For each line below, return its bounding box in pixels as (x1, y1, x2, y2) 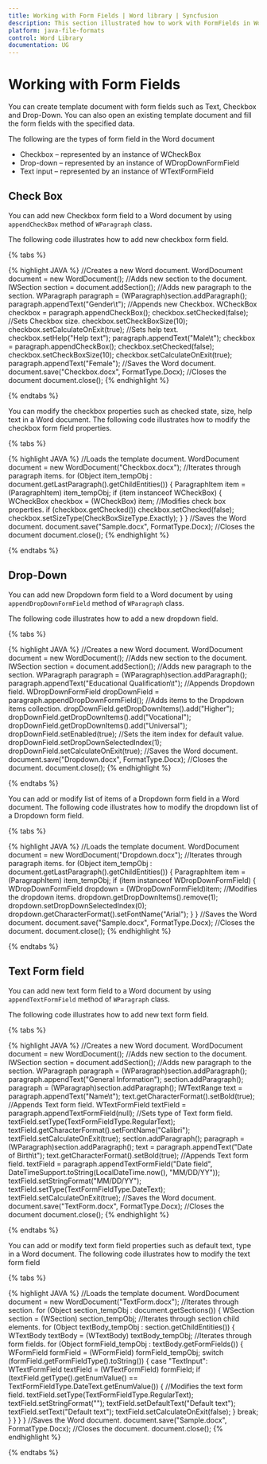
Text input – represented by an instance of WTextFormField (19, 166, 215, 176)
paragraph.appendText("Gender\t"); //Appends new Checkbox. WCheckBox (8, 299, 257, 309)
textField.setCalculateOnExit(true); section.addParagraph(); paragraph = (8, 1134, 245, 1143)
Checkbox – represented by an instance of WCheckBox (19, 150, 201, 159)
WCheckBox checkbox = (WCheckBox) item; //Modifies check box (8, 496, 226, 506)
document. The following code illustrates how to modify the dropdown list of (8, 802, 258, 812)
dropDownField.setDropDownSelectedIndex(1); (8, 737, 162, 747)
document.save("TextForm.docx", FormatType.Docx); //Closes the (8, 1201, 225, 1211)
